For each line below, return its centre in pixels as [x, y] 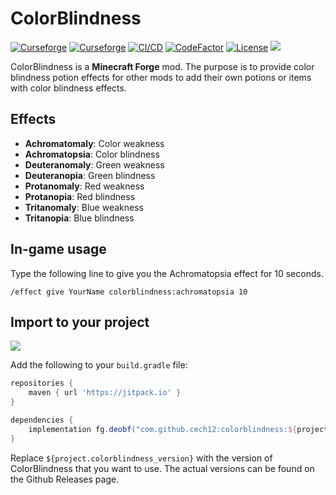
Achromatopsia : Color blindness [92, 154]
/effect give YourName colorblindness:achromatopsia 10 [129, 292]
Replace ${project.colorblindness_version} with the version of [141, 458]
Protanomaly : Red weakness [84, 186]
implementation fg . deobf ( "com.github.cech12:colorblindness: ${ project [178, 429]
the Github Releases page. [65, 479]
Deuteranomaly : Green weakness [94, 164]
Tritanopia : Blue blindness [79, 218]
